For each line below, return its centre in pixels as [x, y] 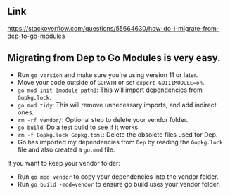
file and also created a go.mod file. [66, 149]
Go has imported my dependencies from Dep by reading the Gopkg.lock [120, 142]
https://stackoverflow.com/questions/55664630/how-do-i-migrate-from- [114, 28]
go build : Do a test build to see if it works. [78, 127]
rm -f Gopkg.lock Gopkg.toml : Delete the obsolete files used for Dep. [117, 134]
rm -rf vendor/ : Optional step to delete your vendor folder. [103, 119]
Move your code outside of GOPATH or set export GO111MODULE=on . [111, 82]
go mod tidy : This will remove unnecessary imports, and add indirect [117, 105]
